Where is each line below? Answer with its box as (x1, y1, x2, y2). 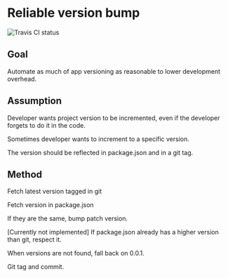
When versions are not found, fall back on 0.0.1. (7, 249, 145, 258)
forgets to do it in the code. (7, 121, 86, 129)
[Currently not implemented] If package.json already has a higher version (7, 228, 219, 237)
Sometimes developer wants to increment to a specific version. (7, 135, 189, 143)
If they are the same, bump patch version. (7, 214, 128, 223)
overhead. (7, 74, 37, 83)
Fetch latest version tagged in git (7, 187, 102, 196)
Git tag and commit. (7, 263, 65, 271)
